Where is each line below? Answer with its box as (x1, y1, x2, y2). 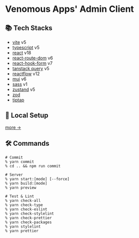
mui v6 (12, 76, 27, 82)
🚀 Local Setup (5, 111, 48, 119)
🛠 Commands (5, 139, 49, 148)
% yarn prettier (5, 228, 39, 233)
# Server (5, 172, 23, 177)
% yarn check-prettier (5, 215, 52, 220)
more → (5, 124, 21, 130)
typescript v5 (12, 44, 40, 50)
